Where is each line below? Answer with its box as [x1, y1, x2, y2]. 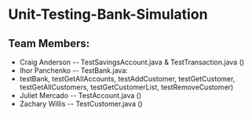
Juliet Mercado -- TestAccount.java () [19, 91, 142, 100]
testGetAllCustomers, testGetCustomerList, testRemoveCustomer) [19, 82, 234, 92]
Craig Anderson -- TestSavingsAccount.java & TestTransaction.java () [19, 57, 245, 67]
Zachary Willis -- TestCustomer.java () [19, 100, 143, 108]
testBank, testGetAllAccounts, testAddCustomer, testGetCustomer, [19, 74, 236, 83]
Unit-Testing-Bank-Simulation [8, 5, 208, 24]
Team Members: [8, 37, 90, 50]
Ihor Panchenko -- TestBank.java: [19, 66, 128, 75]
